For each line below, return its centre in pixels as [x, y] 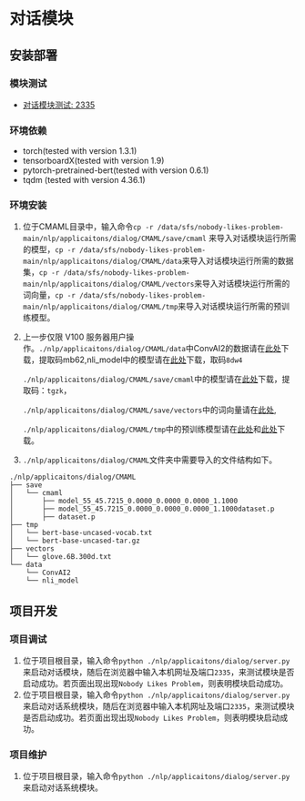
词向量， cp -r [49, 295]
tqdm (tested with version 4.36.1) [84, 180]
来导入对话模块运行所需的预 [229, 307]
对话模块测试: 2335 [59, 105]
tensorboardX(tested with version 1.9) [93, 161]
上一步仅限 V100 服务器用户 [74, 337]
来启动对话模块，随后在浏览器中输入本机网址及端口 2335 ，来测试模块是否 [158, 672]
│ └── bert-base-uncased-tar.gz [75, 541]
